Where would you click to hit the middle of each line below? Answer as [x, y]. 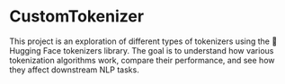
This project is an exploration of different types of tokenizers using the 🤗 [143, 41]
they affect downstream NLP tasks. [74, 70]
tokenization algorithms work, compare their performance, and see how [142, 60]
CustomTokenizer [77, 17]
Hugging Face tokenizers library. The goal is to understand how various [142, 50]
